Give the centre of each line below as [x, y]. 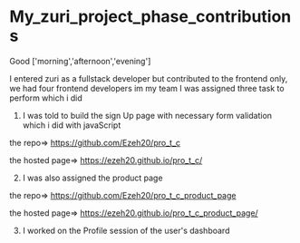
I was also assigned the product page [92, 178]
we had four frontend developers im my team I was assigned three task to [147, 88]
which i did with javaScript [72, 125]
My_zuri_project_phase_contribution [150, 17]
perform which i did [46, 98]
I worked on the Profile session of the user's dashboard [126, 230]
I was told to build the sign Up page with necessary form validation [147, 115]
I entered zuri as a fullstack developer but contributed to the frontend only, [149, 78]
